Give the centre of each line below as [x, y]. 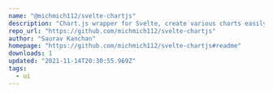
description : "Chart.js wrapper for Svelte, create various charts [125, 23]
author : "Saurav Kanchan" [52, 38]
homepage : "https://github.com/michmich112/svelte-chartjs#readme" [125, 46]
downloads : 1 [30, 53]
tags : [17, 69]
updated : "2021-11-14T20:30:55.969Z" [72, 61]
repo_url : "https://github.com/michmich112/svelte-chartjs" [113, 31]
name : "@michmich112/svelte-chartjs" [72, 16]
